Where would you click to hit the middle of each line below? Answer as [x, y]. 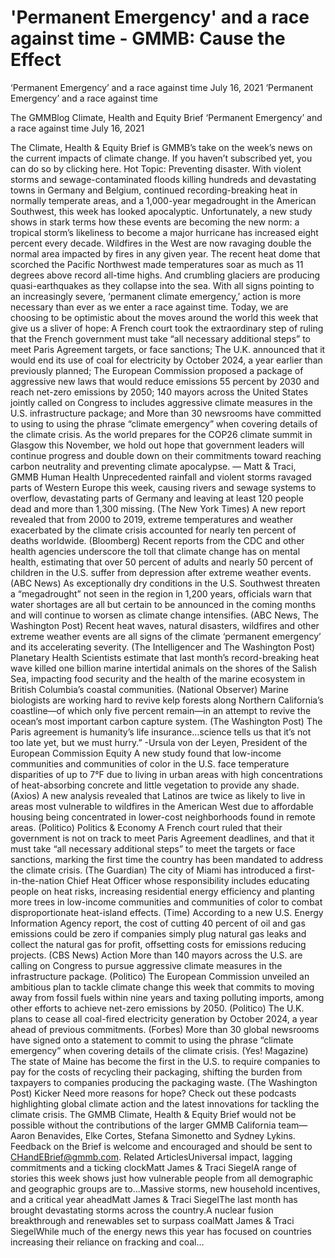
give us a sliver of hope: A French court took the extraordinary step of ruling [167, 328]
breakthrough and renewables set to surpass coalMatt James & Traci [152, 1220]
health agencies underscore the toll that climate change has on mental [155, 551]
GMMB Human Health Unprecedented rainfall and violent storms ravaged [161, 477]
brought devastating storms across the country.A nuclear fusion [142, 1210]
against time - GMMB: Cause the [148, 38]
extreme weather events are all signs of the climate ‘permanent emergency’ [166, 636]
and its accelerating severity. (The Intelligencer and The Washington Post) [163, 647]
